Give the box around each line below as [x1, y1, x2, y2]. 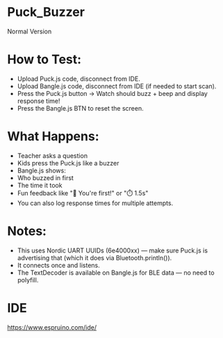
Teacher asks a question [17, 151, 88, 160]
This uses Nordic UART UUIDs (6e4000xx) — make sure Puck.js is [17, 246, 208, 255]
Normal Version [7, 27, 52, 35]
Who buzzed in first [17, 173, 74, 182]
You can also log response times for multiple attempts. [17, 199, 174, 207]
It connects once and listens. [17, 261, 101, 269]
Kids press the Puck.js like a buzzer [17, 159, 119, 167]
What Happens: [7, 129, 99, 145]
